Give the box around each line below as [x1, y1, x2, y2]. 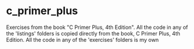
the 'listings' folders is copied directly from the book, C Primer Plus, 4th [6, 30, 180, 37]
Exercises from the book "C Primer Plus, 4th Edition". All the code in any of [6, 24, 188, 31]
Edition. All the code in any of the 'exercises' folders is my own [6, 36, 159, 43]
